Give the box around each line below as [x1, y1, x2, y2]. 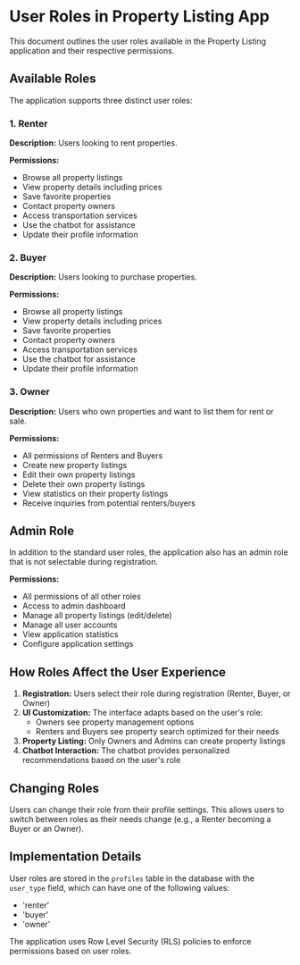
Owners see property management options [35, 717, 195, 727]
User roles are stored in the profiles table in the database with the [9, 873, 254, 884]
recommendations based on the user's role [21, 755, 181, 766]
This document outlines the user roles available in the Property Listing [9, 36, 266, 46]
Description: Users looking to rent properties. [9, 138, 178, 148]
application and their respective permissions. [9, 45, 175, 55]
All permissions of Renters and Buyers [21, 449, 163, 461]
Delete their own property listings [21, 478, 146, 489]
